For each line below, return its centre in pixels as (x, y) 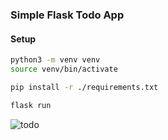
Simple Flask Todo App (67, 15)
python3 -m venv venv (55, 60)
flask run (31, 105)
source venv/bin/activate (64, 69)
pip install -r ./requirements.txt (84, 87)
